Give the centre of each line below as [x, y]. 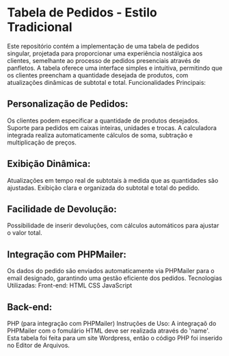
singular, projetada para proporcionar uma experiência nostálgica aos [105, 53]
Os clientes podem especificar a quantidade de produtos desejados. [104, 120]
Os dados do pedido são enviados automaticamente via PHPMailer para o [111, 271]
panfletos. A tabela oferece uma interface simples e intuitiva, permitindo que [115, 68]
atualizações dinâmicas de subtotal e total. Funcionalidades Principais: [107, 82]
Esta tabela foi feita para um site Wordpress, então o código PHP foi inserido [115, 338]
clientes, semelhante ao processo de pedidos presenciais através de [104, 60]
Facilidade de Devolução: [62, 209]
